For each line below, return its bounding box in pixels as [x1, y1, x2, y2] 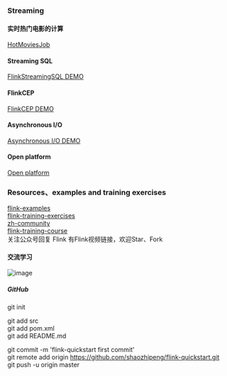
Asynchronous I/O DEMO [7, 136, 81, 145]
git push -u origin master [7, 360, 80, 369]
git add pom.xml [7, 324, 55, 333]
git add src [7, 316, 39, 325]
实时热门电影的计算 [7, 24, 64, 33]
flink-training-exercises [7, 211, 76, 220]
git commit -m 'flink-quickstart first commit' [7, 345, 135, 354]
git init [7, 303, 26, 311]
